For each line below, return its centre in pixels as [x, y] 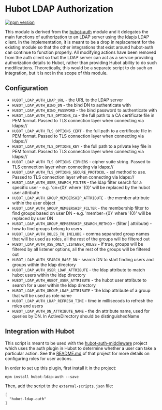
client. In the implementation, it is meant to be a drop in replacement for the [80, 42]
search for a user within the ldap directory [54, 285]
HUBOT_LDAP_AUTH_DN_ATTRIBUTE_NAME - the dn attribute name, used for [81, 311]
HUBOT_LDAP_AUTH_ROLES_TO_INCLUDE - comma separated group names [81, 234]
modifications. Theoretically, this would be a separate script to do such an [79, 68]
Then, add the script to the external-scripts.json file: [59, 386]
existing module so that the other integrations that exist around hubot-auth [79, 47]
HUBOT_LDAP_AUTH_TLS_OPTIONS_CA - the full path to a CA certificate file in [83, 115]
